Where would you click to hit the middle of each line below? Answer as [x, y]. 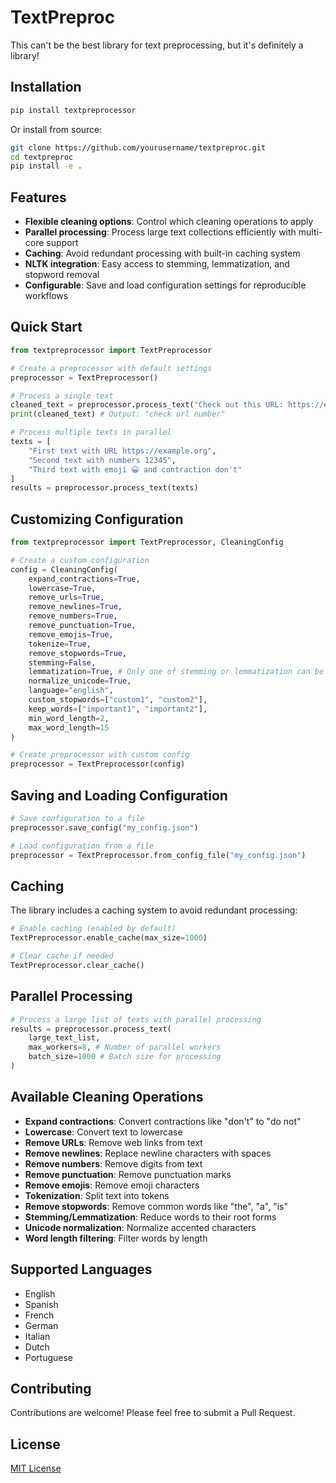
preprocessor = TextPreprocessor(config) [98, 764]
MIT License [36, 1468]
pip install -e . [46, 166]
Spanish [41, 1304]
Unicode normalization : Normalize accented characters [140, 1227]
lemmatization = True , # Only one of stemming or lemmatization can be [176, 672]
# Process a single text [62, 396]
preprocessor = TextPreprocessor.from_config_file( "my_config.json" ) [158, 855]
